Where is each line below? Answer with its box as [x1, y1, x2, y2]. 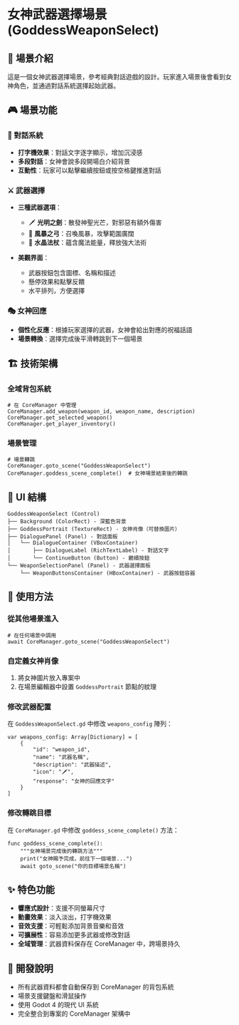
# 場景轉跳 [7, 456, 36, 463]
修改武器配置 [7, 701, 52, 711]
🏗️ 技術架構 [7, 357, 58, 369]
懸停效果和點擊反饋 [28, 277, 85, 286]
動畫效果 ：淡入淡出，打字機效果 [17, 913, 112, 922]
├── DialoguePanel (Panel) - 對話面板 [7, 533, 119, 540]
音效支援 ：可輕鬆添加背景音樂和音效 [17, 922, 124, 930]
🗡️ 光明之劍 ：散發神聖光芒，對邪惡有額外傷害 [28, 218, 162, 227]
